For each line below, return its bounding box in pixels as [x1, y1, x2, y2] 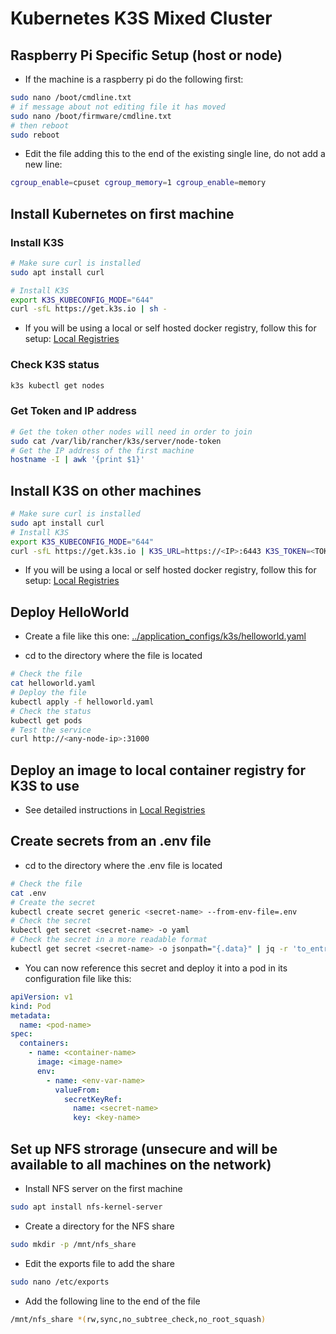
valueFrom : [54, 1085, 101, 1095]
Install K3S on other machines [10, 482, 202, 499]
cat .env [10, 888, 47, 898]
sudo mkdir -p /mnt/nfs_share [10, 1239, 137, 1249]
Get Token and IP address [10, 404, 137, 418]
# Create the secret [10, 897, 97, 907]
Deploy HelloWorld [10, 603, 130, 621]
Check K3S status [10, 358, 100, 372]
